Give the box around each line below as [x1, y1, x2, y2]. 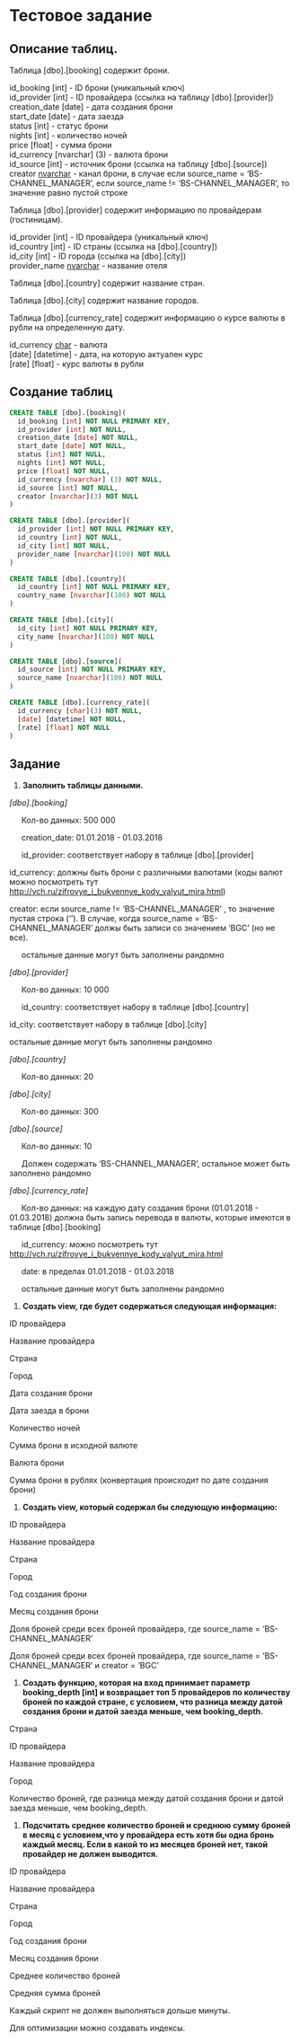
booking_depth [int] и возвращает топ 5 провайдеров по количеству [22, 1687, 291, 1698]
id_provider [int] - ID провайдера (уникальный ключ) [9, 232, 209, 242]
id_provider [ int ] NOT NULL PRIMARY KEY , [17, 524, 175, 534]
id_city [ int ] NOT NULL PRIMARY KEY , [17, 623, 159, 633]
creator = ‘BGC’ [101, 1660, 159, 1671]
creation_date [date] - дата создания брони [9, 101, 173, 112]
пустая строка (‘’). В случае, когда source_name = [9, 913, 200, 924]
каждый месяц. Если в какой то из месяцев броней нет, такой [22, 1839, 268, 1850]
